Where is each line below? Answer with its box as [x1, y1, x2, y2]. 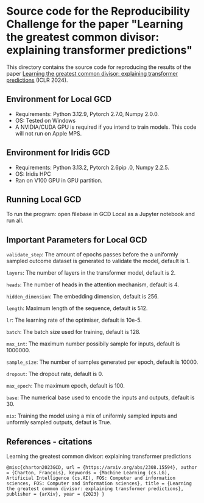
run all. [6, 217, 24, 224]
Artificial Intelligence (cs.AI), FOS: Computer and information [6, 475, 175, 481]
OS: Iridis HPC [15, 170, 51, 178]
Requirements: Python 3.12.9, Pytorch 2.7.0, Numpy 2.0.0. [15, 110, 160, 117]
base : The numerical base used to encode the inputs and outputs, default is [6, 394, 195, 401]
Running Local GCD [6, 194, 82, 204]
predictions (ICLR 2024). [6, 76, 68, 84]
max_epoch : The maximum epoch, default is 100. [6, 382, 125, 389]
